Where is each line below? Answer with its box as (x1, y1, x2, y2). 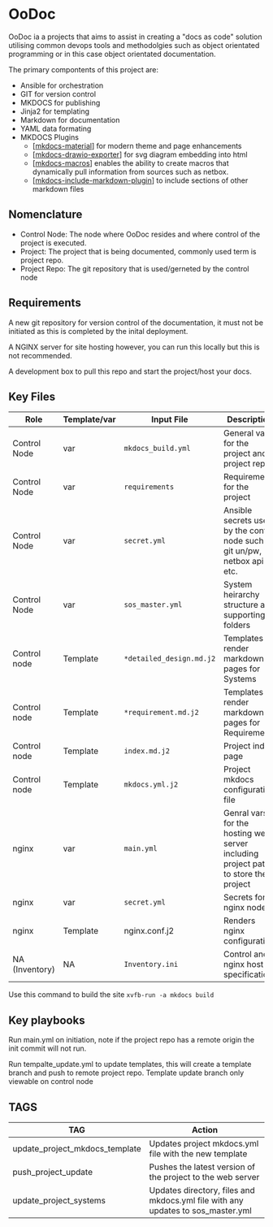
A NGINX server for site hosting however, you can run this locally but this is (8, 342, 260, 352)
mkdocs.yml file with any (149, 1195, 244, 1206)
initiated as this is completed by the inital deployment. (8, 326, 188, 336)
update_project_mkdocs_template (12, 1143, 142, 1154)
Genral (223, 808, 249, 819)
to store (223, 869, 253, 880)
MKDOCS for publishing (19, 98, 101, 107)
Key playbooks (8, 1013, 85, 1027)
